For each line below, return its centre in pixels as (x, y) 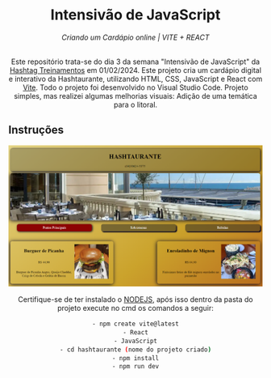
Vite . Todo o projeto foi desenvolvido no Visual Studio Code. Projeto (135, 87)
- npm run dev (135, 367)
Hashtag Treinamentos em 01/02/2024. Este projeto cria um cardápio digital (135, 70)
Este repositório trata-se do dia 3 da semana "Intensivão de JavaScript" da (135, 62)
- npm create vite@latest (135, 324)
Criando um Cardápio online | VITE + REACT (135, 37)
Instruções (36, 130)
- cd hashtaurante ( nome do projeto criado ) (135, 350)
